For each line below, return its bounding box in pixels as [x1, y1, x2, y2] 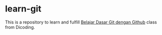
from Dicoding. [5, 24, 35, 30]
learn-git [5, 3, 41, 14]
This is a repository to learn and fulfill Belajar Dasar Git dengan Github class [5, 19, 157, 25]
